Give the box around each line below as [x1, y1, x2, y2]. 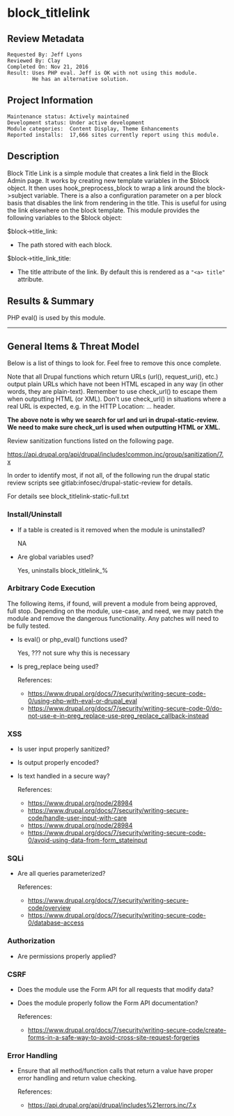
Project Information [7, 94, 93, 106]
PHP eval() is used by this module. [7, 314, 106, 322]
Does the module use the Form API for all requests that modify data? [17, 985, 214, 994]
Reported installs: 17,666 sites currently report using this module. [7, 131, 219, 138]
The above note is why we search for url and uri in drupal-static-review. [7, 416, 219, 424]
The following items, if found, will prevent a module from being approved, [7, 599, 218, 608]
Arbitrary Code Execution [7, 583, 95, 593]
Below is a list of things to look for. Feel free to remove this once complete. [7, 359, 221, 367]
